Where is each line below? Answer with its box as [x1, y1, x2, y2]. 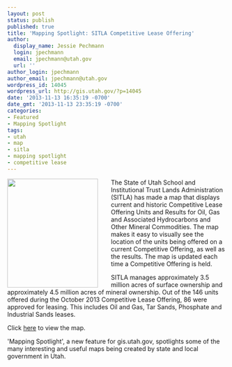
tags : [7, 127, 23, 134]
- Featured [7, 114, 39, 120]
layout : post [7, 10, 45, 17]
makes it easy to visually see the [111, 230, 204, 238]
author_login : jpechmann [7, 68, 79, 75]
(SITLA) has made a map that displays [111, 193, 220, 201]
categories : [7, 107, 42, 114]
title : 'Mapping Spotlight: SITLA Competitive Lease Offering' [7, 29, 195, 37]
